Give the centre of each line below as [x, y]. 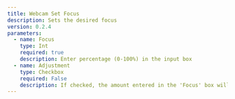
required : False [44, 78]
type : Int [34, 46]
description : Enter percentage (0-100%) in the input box [106, 59]
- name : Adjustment [42, 66]
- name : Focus [34, 40]
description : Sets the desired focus [62, 20]
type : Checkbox [42, 72]
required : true [42, 53]
